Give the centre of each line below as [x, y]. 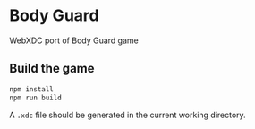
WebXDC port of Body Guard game [74, 40]
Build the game [52, 69]
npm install [31, 89]
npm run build [36, 98]
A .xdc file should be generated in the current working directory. [127, 115]
